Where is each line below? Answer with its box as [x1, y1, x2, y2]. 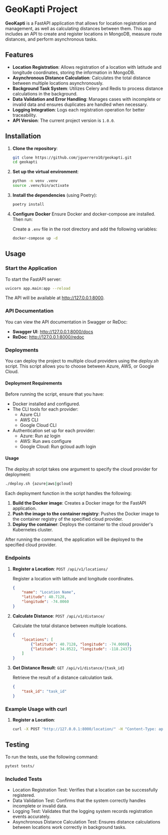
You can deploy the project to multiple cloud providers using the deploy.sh [5, 357, 159, 364]
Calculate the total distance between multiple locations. [12, 623, 127, 629]
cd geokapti [12, 160, 38, 165]
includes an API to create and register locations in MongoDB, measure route [5, 31, 162, 37]
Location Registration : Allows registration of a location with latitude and [12, 64, 162, 70]
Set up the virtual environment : [12, 169, 79, 175]
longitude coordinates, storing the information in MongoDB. [12, 69, 135, 75]
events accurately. [12, 813, 51, 819]
